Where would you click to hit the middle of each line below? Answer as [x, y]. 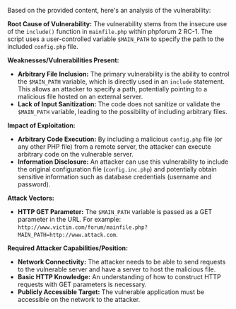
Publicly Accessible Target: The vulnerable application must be [111, 292]
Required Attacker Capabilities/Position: [68, 248]
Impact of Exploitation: [41, 125]
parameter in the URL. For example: [69, 219]
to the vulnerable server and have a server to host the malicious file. [117, 269]
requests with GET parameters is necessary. [82, 284]
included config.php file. [43, 46]
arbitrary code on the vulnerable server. [76, 154]
